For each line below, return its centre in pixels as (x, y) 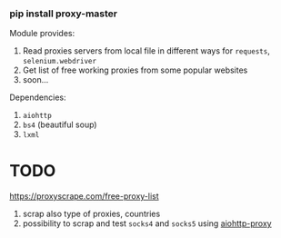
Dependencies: (38, 97)
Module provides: (42, 34)
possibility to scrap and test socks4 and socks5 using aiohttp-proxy (147, 223)
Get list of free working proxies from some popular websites (135, 70)
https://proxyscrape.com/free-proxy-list (84, 196)
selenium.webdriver (60, 62)
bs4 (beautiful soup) (60, 124)
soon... (35, 80)
